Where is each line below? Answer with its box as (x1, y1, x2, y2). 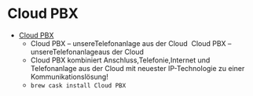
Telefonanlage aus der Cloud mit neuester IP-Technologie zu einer (30, 63, 245, 73)
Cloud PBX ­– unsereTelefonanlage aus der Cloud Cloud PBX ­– (30, 38, 232, 48)
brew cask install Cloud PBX (30, 81, 126, 90)
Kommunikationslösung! (30, 72, 109, 81)
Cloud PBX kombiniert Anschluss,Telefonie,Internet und (30, 55, 211, 65)
